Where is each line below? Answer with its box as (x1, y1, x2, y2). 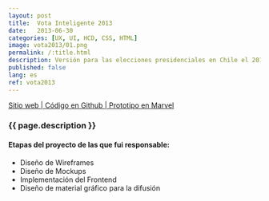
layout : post (8, 11, 52, 20)
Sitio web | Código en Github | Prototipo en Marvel (8, 100, 175, 110)
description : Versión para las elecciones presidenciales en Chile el (8, 57, 249, 65)
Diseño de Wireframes (19, 157, 94, 167)
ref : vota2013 (8, 78, 56, 86)
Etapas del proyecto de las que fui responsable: (8, 140, 170, 150)
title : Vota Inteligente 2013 (8, 19, 113, 27)
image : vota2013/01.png (8, 41, 88, 49)
